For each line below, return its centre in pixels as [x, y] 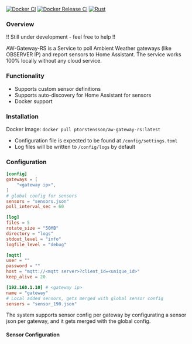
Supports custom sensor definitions [58, 88]
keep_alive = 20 [26, 277]
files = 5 [18, 223]
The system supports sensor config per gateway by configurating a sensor [96, 315]
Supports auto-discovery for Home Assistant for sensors [83, 95]
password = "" [23, 266]
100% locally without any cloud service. [54, 61]
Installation [23, 116]
